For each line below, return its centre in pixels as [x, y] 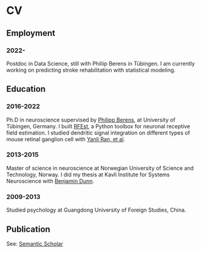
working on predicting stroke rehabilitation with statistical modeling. [91, 70]
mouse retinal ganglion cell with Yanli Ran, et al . [66, 139]
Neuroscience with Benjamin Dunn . [50, 181]
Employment [31, 33]
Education [26, 89]
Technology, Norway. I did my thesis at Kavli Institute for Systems [88, 175]
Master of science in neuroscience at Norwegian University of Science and [100, 168]
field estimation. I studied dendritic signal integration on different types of [98, 133]
